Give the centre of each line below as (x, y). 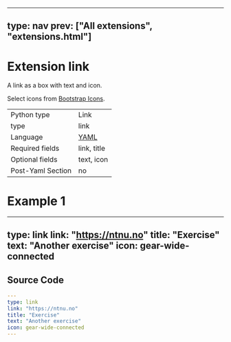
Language (27, 137)
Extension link (48, 66)
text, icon (93, 160)
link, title (91, 149)
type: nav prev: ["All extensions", (80, 26)
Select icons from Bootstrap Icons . (56, 99)
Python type (30, 115)
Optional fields (34, 160)
